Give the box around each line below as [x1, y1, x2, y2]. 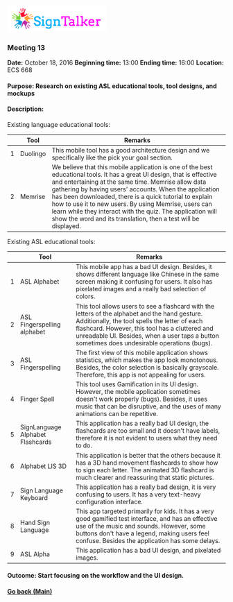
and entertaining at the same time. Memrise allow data [51, 178, 207, 186]
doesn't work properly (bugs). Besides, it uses [76, 395, 208, 404]
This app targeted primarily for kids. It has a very [76, 507, 214, 515]
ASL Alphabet [20, 277, 60, 286]
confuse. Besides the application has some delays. [76, 537, 221, 545]
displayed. [51, 222, 81, 230]
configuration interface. [76, 497, 144, 506]
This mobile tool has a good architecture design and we [51, 146, 210, 154]
